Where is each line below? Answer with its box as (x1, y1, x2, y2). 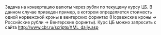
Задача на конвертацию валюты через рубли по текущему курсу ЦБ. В (5, 4, 153, 10)
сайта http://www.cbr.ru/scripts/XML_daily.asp (5, 24, 98, 30)
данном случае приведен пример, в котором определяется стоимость (5, 9, 152, 15)
